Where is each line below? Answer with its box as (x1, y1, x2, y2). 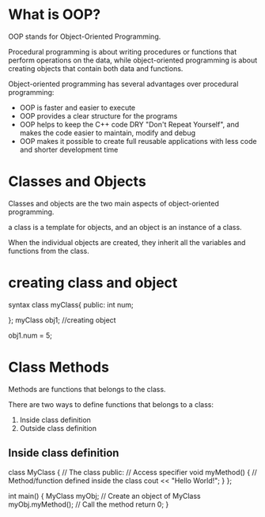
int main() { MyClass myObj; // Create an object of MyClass (8, 491, 202, 500)
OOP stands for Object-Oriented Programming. (8, 32, 161, 41)
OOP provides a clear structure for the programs (19, 111, 178, 120)
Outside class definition (19, 423, 97, 432)
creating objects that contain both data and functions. (8, 63, 184, 73)
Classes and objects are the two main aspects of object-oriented (8, 198, 220, 208)
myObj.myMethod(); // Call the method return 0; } (8, 500, 169, 509)
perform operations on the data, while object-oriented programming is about (8, 55, 258, 65)
